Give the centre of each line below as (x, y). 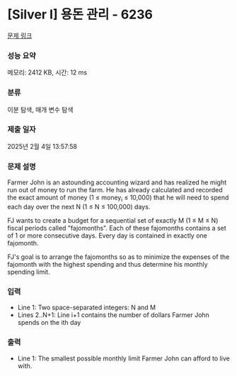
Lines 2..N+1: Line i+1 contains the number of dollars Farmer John (114, 315)
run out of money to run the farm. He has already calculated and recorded (115, 190)
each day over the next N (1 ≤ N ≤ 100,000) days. (79, 206)
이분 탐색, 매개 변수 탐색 (40, 109)
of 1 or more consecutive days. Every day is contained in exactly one (107, 236)
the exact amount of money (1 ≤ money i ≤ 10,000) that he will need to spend (118, 198)
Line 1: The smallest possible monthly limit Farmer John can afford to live (123, 358)
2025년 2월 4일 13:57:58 (42, 146)
